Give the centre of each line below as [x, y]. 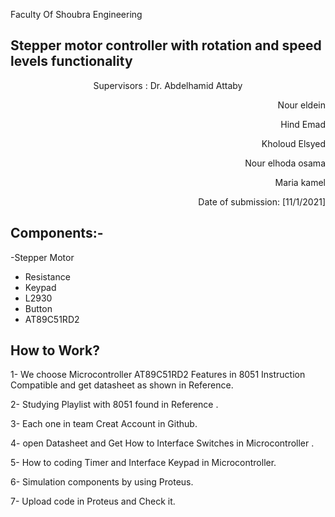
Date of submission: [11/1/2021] [262, 201]
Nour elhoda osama [285, 163]
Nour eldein [301, 105]
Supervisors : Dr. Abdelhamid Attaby [168, 85]
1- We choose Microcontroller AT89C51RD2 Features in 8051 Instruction [158, 375]
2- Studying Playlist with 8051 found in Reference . [114, 405]
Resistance [47, 276]
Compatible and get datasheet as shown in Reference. [122, 385]
